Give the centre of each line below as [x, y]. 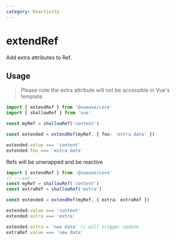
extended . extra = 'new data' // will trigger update [73, 227]
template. [32, 97]
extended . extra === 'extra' [41, 216]
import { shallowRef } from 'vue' [49, 113]
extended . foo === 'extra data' [45, 151]
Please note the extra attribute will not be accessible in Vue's [95, 90]
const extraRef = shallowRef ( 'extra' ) [54, 189]
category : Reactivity [33, 12]
